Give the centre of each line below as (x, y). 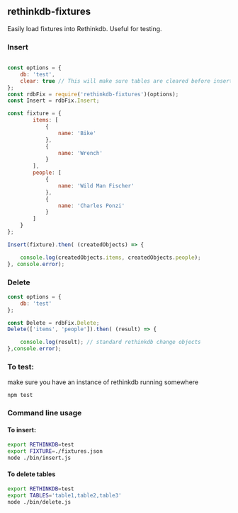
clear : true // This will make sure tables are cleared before (115, 81)
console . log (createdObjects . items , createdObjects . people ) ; (110, 258)
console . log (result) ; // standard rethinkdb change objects (110, 342)
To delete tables (32, 474)
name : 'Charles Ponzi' (91, 206)
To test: (21, 367)
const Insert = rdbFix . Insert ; (53, 101)
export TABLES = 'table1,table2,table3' (64, 496)
